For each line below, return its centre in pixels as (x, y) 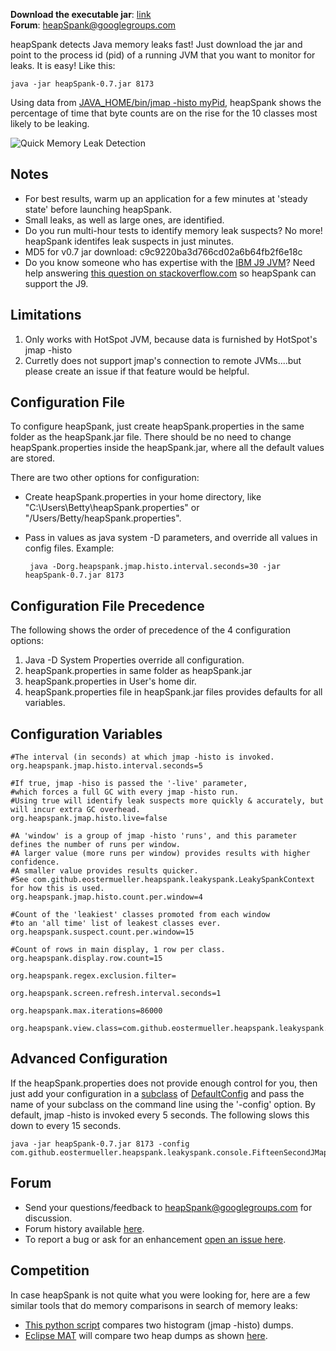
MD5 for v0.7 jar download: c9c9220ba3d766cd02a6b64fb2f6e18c (163, 251)
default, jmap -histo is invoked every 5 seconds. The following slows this (160, 1115)
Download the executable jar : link (81, 14)
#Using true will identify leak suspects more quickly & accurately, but (167, 801)
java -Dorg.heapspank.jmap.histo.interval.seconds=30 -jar (155, 567)
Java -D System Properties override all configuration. (134, 660)
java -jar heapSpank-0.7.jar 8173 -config (100, 1144)
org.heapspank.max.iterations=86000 (86, 1011)
